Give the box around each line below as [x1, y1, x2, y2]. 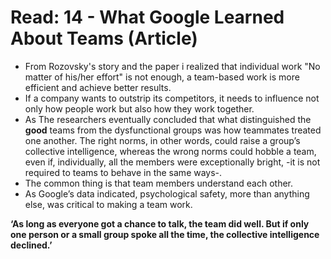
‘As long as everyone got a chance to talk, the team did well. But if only [10, 217, 310, 230]
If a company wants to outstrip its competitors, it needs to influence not [24, 92, 320, 104]
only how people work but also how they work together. [24, 102, 255, 115]
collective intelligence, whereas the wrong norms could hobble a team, [24, 145, 317, 157]
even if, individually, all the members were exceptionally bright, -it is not [24, 156, 321, 168]
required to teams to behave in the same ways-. [24, 166, 223, 178]
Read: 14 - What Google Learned [10, 6, 285, 29]
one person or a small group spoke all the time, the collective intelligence [10, 228, 320, 240]
